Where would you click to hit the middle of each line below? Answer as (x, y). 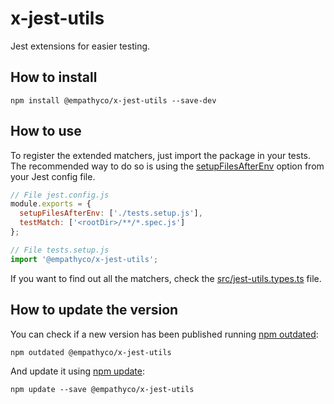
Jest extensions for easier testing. (80, 46)
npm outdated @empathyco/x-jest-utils (91, 352)
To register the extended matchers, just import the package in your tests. (161, 155)
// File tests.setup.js (60, 250)
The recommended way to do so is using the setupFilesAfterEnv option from (167, 166)
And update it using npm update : (78, 371)
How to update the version (94, 310)
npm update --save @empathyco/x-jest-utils (102, 389)
